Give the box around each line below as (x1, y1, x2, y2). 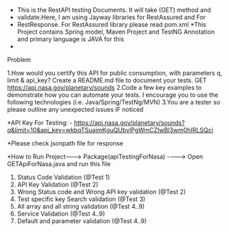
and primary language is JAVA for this (17, 35, 124, 43)
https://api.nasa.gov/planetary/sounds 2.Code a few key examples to (7, 84, 202, 91)
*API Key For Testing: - (7, 119, 73, 126)
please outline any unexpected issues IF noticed (7, 106, 144, 113)
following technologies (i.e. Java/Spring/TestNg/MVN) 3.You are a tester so (7, 98, 221, 106)
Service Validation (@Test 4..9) (17, 209, 105, 218)
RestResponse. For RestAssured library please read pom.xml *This (17, 21, 206, 28)
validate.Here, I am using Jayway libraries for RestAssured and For (17, 13, 206, 21)
